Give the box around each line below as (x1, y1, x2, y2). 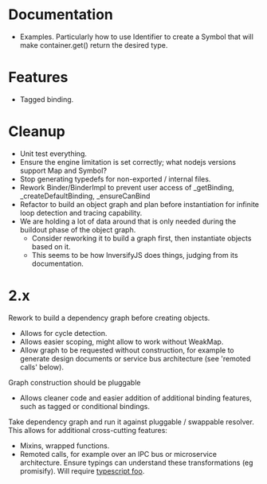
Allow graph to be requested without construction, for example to (19, 345, 235, 355)
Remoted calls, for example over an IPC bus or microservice (19, 449, 218, 459)
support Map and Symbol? (19, 166, 108, 175)
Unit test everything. (19, 149, 88, 158)
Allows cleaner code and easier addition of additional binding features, (19, 392, 253, 403)
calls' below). (19, 362, 64, 372)
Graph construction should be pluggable (8, 377, 141, 387)
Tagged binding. (19, 94, 74, 104)
